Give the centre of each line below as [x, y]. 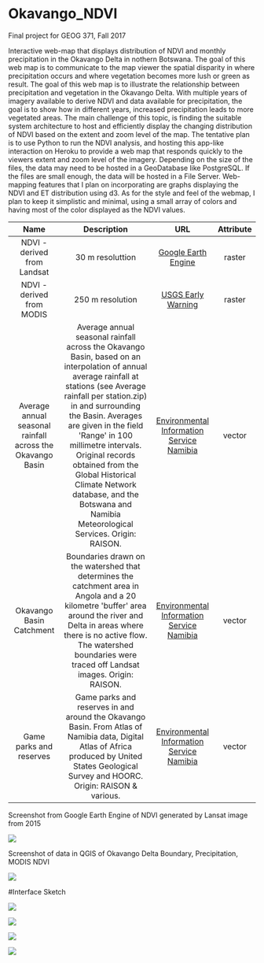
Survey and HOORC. [106, 776]
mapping [22, 184]
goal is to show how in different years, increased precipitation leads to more [131, 109]
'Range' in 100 [106, 435]
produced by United [106, 756]
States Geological [106, 766]
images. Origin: [105, 674]
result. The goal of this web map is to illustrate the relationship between [124, 84]
